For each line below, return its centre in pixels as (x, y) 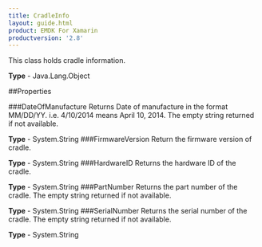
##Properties (30, 92)
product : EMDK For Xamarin (53, 30)
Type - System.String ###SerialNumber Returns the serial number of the (128, 211)
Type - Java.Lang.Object (49, 76)
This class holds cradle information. (67, 61)
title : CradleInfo (39, 16)
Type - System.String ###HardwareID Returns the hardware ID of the (122, 163)
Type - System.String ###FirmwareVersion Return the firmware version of (130, 139)
